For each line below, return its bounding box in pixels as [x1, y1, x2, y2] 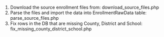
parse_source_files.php [10, 15, 59, 21]
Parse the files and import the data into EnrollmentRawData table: [10, 10, 147, 16]
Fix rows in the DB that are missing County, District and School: [10, 20, 143, 26]
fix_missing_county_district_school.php [10, 26, 92, 32]
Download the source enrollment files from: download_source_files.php [10, 5, 159, 10]
